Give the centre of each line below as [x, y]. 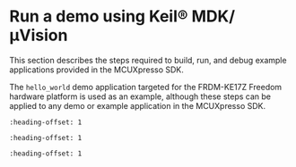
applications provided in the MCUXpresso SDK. [96, 70]
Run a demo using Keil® [99, 17]
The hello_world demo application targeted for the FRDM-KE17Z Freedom [146, 87]
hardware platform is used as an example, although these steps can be [140, 96]
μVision [39, 35]
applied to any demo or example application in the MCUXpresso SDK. [138, 105]
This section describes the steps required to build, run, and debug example [148, 60]
